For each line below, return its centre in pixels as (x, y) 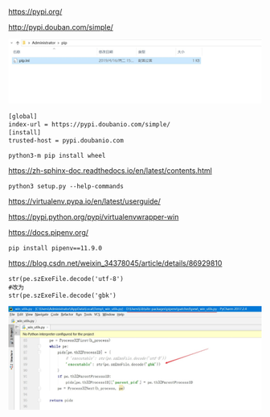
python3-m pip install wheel (57, 156)
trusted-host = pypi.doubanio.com (66, 141)
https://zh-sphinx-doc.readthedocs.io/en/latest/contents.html (110, 171)
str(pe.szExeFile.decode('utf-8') (66, 279)
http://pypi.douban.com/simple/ (61, 27)
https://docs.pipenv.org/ (49, 233)
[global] (23, 117)
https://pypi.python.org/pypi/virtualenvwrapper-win (94, 217)
